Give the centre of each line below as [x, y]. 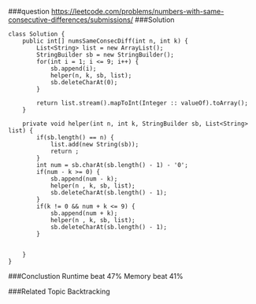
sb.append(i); [73, 69]
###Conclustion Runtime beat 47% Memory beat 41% [96, 276]
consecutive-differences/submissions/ [71, 20]
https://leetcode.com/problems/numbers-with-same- [137, 11]
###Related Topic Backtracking [59, 291]
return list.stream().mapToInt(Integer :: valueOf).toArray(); [142, 103]
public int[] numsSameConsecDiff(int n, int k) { [106, 41]
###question [29, 11]
